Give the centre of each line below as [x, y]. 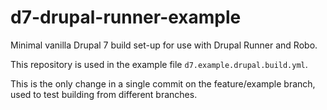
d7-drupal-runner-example [126, 17]
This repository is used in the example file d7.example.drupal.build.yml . [159, 64]
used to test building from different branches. [104, 94]
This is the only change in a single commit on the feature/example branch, [163, 83]
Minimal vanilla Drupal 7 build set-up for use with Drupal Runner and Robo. [164, 45]
